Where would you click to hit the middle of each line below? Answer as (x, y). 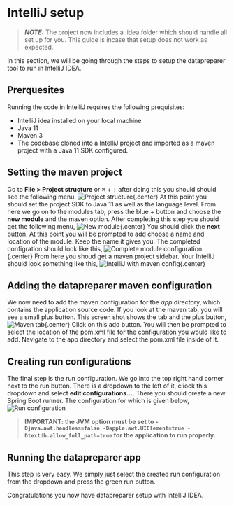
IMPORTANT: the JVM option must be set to (89, 422)
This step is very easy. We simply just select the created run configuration (114, 474)
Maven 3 (30, 135)
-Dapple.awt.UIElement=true (143, 428)
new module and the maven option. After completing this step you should (113, 219)
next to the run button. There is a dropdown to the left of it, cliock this (107, 386)
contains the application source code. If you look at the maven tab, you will (115, 310)
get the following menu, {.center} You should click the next (114, 226)
